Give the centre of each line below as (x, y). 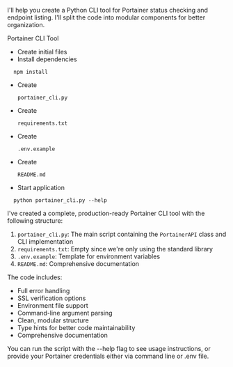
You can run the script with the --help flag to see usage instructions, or (109, 349)
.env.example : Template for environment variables (89, 256)
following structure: (35, 221)
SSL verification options (51, 298)
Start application (41, 188)
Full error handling (43, 291)
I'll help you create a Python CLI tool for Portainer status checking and (108, 10)
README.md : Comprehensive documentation (78, 264)
